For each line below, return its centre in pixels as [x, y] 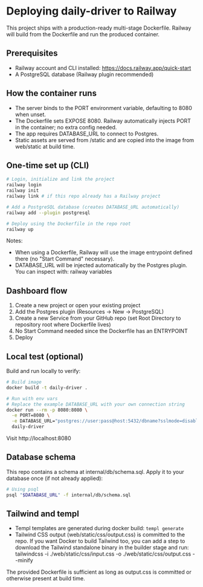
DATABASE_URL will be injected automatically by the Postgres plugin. [101, 265]
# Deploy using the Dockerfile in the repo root [69, 224]
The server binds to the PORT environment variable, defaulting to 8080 [103, 108]
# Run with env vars [32, 398]
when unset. [31, 114]
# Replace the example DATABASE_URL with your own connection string [96, 404]
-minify [24, 560]
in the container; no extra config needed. [66, 127]
